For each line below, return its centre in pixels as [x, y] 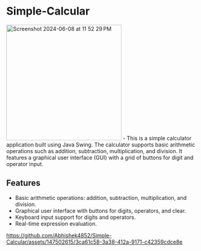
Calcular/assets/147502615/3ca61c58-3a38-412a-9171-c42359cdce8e [94, 242]
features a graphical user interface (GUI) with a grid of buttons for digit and [100, 157]
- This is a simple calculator [157, 138]
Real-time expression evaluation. [56, 224]
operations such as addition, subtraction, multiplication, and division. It [94, 151]
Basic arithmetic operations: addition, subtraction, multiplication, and [100, 198]
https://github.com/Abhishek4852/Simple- [59, 235]
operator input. [25, 164]
